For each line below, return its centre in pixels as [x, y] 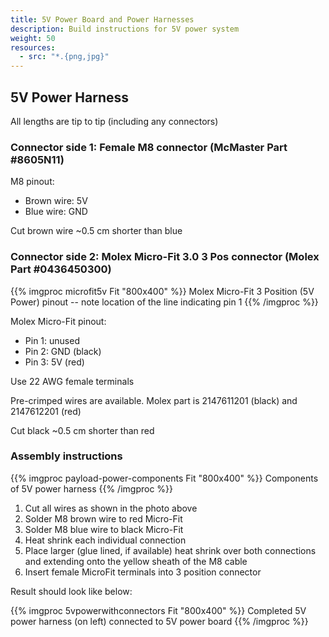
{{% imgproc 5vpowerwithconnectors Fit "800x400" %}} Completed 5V [158, 610]
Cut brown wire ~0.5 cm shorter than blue [96, 231]
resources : [33, 47]
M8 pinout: [32, 182]
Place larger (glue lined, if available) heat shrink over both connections [170, 550]
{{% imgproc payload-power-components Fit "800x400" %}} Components [164, 478]
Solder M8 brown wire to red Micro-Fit [103, 518]
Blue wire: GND [56, 212]
